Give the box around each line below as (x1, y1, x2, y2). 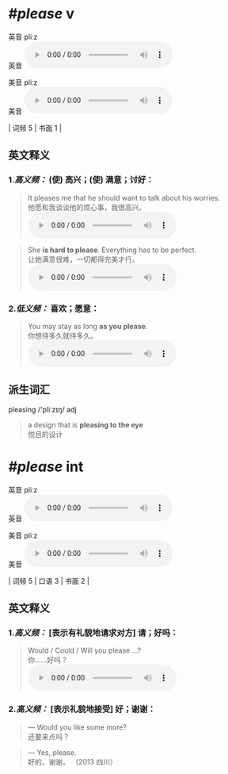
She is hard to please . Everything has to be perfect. (27, 245, 197, 255)
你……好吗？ (27, 655, 68, 665)
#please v (8, 5, 75, 23)
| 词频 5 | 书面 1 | (8, 123, 62, 132)
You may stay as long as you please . (27, 321, 148, 331)
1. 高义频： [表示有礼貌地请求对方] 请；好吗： (8, 627, 179, 638)
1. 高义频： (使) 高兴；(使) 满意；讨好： (8, 174, 154, 186)
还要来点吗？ (27, 731, 70, 741)
